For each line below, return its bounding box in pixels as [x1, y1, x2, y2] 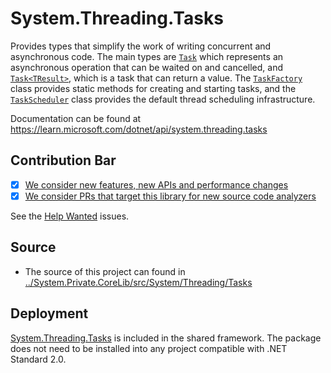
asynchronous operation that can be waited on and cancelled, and [10, 61, 284, 73]
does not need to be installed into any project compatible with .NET [10, 342, 288, 354]
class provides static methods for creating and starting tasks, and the [10, 82, 297, 94]
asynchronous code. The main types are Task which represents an [10, 50, 284, 62]
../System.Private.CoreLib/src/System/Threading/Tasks [24, 276, 253, 288]
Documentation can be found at [10, 112, 142, 124]
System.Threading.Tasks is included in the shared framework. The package [10, 332, 322, 344]
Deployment [10, 305, 89, 322]
